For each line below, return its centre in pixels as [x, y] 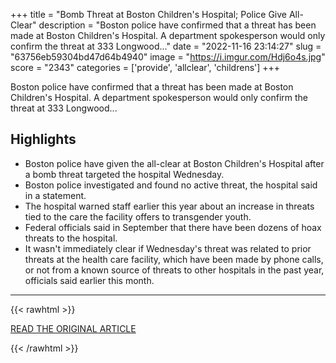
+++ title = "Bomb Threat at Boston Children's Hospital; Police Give [149, 14]
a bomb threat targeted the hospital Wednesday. [124, 174]
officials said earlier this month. [89, 280]
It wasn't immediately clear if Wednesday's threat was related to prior [168, 248]
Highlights [43, 139]
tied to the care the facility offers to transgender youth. [138, 216]
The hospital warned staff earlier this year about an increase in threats [169, 206]
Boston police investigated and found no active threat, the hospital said [171, 185]
